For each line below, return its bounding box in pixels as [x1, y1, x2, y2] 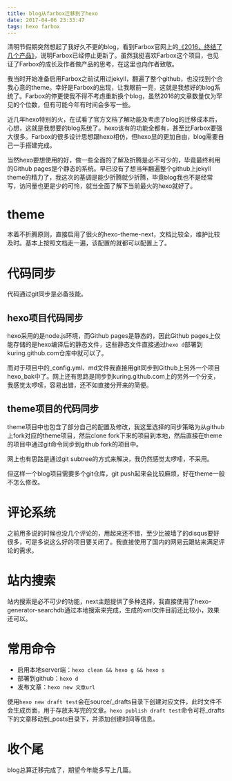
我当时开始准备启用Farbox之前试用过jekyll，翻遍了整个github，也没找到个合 [7, 75, 223, 83]
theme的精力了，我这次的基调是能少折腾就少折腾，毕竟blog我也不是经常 [7, 173, 213, 182]
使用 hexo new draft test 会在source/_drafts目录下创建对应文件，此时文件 [7, 697, 216, 706]
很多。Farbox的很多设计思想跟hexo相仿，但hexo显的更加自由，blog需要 [12, 133, 219, 141]
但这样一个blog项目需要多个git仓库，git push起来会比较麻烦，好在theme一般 [7, 469, 225, 478]
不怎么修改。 [7, 478, 43, 486]
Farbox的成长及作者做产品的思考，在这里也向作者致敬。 [19, 60, 178, 68]
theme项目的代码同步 [7, 403, 99, 415]
